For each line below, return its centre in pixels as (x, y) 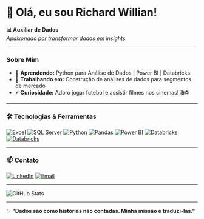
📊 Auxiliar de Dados (32, 29)
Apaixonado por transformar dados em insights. (67, 38)
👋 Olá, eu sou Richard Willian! (82, 12)
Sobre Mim (23, 59)
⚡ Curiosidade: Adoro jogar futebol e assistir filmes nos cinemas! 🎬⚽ (102, 93)
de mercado (30, 86)
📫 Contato (23, 160)
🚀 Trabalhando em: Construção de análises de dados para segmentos (103, 79)
